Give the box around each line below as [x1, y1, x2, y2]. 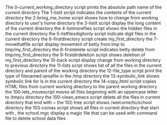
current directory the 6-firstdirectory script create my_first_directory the [5, 36, 153, 42]
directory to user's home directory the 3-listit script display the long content [5, 20, 161, 26]
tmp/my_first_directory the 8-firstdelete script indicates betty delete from [5, 47, 156, 52]
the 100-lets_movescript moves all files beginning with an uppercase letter [5, 89, 158, 95]
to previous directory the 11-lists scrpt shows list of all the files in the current [5, 62, 162, 68]
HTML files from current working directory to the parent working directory [5, 84, 157, 89]
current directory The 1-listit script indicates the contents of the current [5, 9, 152, 15]
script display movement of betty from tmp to [31, 41, 125, 47]
